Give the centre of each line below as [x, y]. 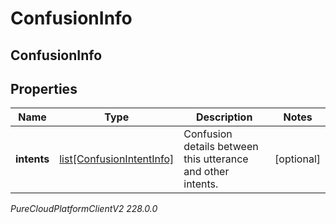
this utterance [216, 159]
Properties [44, 88]
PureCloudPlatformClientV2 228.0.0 [84, 209]
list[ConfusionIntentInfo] [117, 159]
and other [206, 172]
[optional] [297, 159]
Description [224, 117]
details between [221, 147]
